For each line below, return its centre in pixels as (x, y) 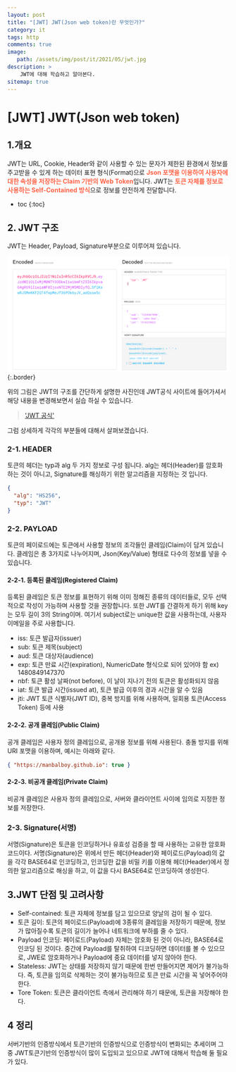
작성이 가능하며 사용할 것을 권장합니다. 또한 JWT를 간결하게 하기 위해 (121, 606)
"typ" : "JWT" (33, 504)
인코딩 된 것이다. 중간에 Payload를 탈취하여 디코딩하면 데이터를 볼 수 (112, 948)
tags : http (23, 37)
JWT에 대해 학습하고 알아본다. (58, 74)
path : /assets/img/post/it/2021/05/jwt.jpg (81, 60)
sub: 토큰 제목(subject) (50, 647)
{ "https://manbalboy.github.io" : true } (69, 765)
